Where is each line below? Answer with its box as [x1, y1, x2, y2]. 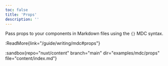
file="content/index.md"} [5, 55, 57, 61]
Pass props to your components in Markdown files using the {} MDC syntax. [5, 31, 163, 37]
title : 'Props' [5, 12, 37, 17]
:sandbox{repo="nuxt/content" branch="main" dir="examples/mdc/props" [5, 50, 160, 56]
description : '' [5, 17, 39, 22]
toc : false [5, 7, 28, 13]
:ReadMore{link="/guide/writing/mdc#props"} [5, 40, 101, 46]
